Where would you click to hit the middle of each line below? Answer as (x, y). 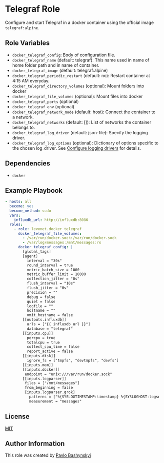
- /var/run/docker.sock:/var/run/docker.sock (70, 238)
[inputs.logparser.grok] (50, 392)
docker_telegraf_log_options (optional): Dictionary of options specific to (85, 143)
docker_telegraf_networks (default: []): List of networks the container (82, 122)
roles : (16, 224)
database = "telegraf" (50, 329)
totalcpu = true (43, 342)
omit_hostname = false (50, 315)
